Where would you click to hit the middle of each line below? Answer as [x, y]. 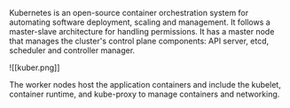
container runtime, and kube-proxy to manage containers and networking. [145, 94]
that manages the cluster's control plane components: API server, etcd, [139, 41]
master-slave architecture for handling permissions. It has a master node [142, 31]
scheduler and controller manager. [72, 50]
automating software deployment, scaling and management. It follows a [140, 22]
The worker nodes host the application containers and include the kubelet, [145, 85]
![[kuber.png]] [35, 67]
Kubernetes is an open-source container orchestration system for [129, 13]
